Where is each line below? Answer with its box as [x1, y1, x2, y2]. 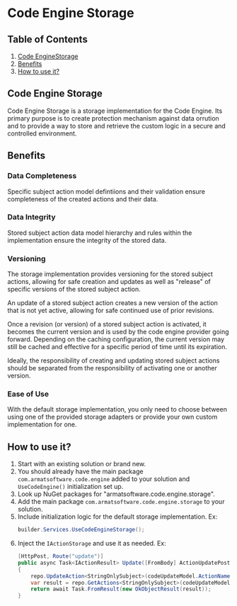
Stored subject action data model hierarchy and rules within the [7, 228, 192, 237]
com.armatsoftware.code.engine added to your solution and [17, 475, 190, 483]
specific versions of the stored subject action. [7, 285, 141, 294]
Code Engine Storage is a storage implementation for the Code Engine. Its [7, 106, 223, 115]
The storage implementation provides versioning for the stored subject [7, 270, 214, 278]
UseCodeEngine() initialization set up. [17, 483, 124, 491]
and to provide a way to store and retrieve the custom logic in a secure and [7, 121, 226, 130]
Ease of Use [7, 389, 50, 399]
